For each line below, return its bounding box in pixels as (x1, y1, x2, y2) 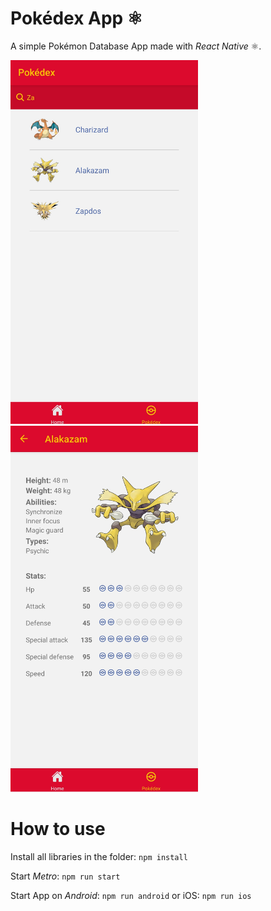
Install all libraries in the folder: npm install (10, 850, 188, 862)
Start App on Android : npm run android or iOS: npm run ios (10, 889, 252, 901)
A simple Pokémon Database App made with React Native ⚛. (10, 40, 262, 52)
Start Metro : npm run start (10, 870, 121, 882)
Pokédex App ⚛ (10, 7, 143, 30)
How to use (10, 818, 106, 841)
